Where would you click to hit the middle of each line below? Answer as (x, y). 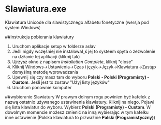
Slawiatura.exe (36, 9)
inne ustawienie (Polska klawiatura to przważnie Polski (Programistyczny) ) (80, 117)
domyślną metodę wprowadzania (45, 72)
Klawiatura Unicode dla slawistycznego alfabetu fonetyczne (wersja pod (77, 22)
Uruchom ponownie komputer (42, 87)
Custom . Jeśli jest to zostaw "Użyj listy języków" (61, 82)
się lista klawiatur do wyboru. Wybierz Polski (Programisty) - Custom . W (78, 107)
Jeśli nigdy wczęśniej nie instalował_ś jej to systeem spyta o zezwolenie (84, 51)
